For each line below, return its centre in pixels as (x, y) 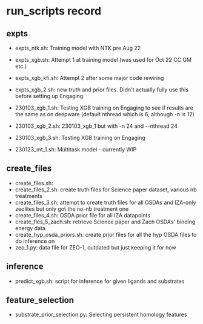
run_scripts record (54, 11)
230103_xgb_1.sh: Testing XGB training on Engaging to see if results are (104, 108)
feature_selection (40, 300)
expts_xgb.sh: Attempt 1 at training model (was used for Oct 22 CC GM (103, 60)
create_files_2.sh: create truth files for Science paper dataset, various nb (106, 190)
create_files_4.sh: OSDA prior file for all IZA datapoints (82, 215)
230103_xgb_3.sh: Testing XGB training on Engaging (80, 138)
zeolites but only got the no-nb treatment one (72, 209)
